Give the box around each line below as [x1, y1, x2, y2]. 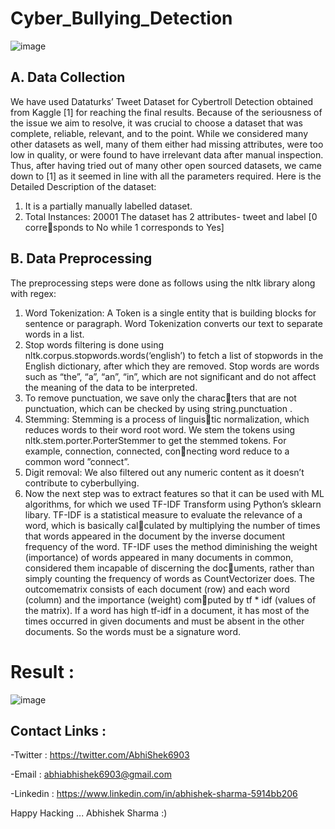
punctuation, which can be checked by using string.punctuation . [24, 402, 293, 414]
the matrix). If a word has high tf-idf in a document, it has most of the [24, 604, 310, 616]
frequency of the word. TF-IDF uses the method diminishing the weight [24, 540, 318, 552]
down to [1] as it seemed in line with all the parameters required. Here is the [10, 170, 322, 182]
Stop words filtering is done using [24, 338, 165, 351]
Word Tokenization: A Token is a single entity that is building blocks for [24, 307, 317, 319]
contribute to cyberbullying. [24, 477, 140, 489]
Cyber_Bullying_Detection [10, 7, 233, 30]
